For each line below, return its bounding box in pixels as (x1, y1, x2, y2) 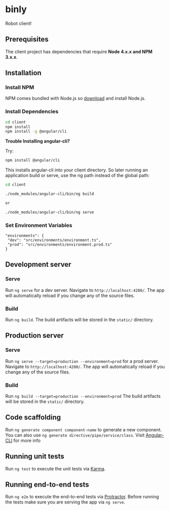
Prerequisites (5, 35, 49, 44)
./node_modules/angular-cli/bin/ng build (5, 191, 94, 196)
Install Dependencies (5, 108, 59, 115)
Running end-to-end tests (5, 481, 89, 489)
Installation (5, 69, 42, 77)
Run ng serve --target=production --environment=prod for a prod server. (5, 358, 159, 364)
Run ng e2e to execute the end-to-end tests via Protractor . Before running (5, 494, 159, 500)
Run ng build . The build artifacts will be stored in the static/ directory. (5, 317, 154, 323)
